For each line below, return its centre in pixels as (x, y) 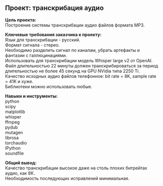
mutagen (14, 132)
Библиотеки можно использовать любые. (49, 86)
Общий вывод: (21, 163)
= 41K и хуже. (19, 81)
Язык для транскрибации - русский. (43, 40)
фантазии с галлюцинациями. (36, 55)
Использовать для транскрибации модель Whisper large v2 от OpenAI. (79, 60)
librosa (12, 138)
